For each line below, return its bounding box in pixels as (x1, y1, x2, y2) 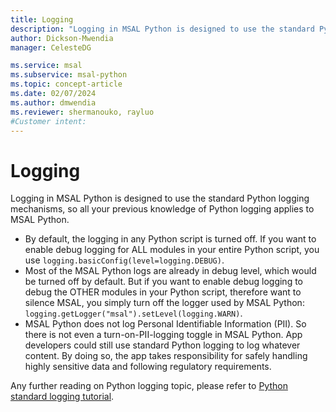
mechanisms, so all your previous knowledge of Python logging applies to (10, 203, 315, 215)
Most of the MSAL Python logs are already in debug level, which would (24, 265, 317, 277)
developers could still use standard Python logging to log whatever (24, 339, 301, 351)
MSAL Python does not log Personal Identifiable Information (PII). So (24, 318, 307, 330)
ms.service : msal (10, 61, 83, 71)
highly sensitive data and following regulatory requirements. (24, 361, 272, 373)
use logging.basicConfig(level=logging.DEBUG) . (24, 254, 225, 266)
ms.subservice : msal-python (10, 70, 128, 80)
